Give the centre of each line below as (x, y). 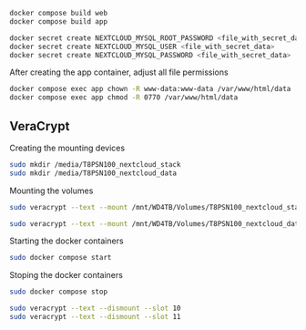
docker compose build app (58, 21)
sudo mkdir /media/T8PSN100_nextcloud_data (93, 173)
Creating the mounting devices (67, 148)
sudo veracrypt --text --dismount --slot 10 (95, 309)
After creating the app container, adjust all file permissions (119, 72)
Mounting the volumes (51, 191)
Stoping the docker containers (66, 275)
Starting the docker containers (67, 241)
